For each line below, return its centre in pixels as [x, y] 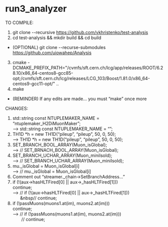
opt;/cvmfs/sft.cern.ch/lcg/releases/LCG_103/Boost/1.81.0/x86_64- [81, 78]
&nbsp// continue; [38, 198]
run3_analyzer [36, 9]
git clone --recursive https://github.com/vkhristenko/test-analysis [80, 32]
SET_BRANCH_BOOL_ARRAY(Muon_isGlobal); [60, 145]
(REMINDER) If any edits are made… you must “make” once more [79, 99]
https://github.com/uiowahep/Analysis [52, 53]
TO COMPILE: [19, 23]
